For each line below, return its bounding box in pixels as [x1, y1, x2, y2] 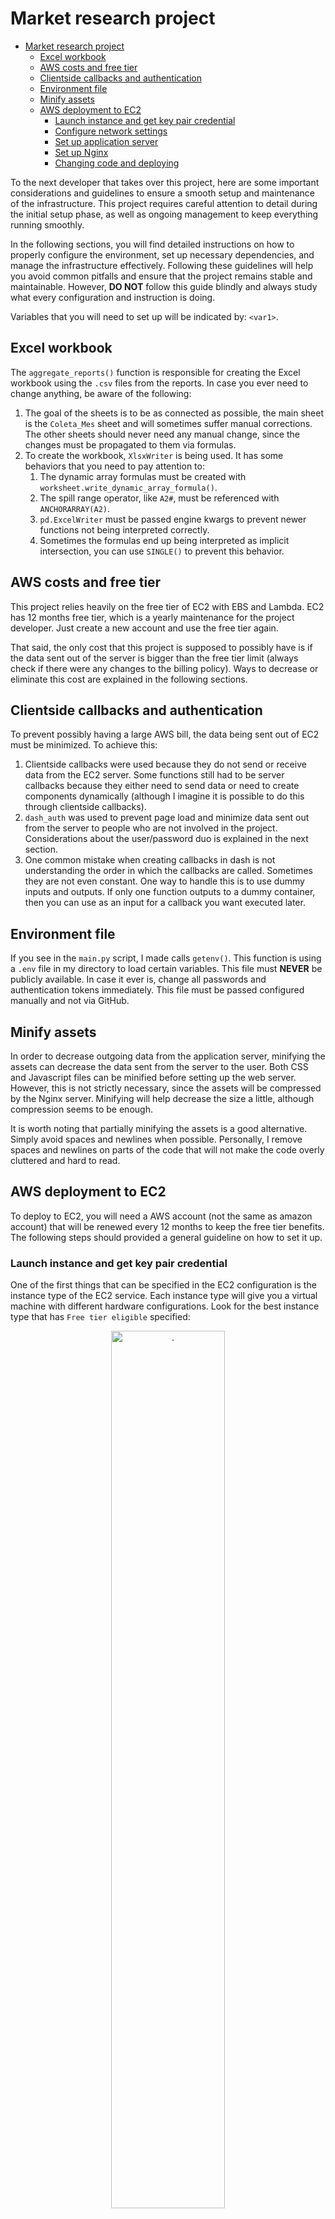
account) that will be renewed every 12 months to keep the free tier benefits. [10, 1220, 325, 1232]
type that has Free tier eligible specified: [10, 1311, 191, 1323]
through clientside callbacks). [24, 801, 147, 813]
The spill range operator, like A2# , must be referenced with [39, 492, 280, 504]
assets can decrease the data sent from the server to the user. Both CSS [10, 1061, 309, 1072]
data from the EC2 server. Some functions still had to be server [24, 769, 285, 781]
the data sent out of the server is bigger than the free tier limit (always [10, 652, 299, 664]
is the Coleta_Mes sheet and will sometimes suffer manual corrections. [24, 417, 313, 429]
